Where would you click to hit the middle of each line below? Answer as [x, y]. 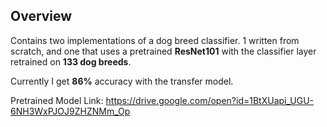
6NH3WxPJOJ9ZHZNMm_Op [70, 111]
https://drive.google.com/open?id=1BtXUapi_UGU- [210, 100]
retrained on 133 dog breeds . [71, 61]
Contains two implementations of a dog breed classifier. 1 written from [155, 40]
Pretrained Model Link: [57, 100]
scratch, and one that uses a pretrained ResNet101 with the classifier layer [163, 51]
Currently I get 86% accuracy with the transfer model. [122, 81]
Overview [41, 16]
